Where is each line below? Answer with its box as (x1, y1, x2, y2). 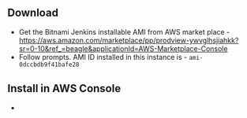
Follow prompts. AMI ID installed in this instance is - (18, 52, 187, 61)
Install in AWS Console (7, 82, 122, 95)
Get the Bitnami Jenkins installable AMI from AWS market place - (18, 27, 230, 36)
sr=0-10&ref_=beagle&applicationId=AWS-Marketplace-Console (18, 43, 228, 53)
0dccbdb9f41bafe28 (18, 61, 80, 68)
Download (7, 6, 58, 20)
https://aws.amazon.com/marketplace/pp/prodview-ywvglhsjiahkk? (18, 35, 239, 45)
